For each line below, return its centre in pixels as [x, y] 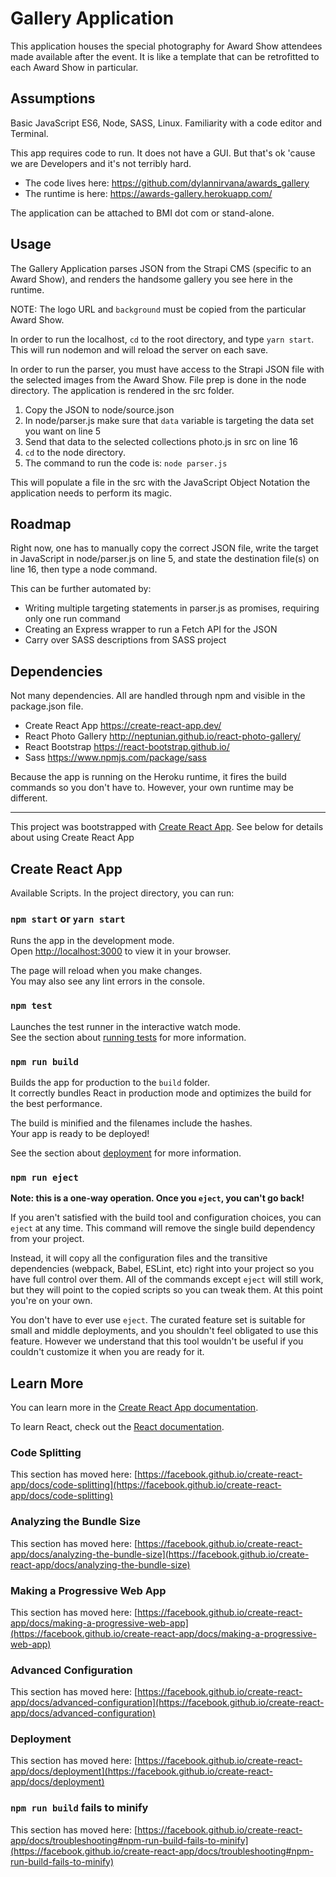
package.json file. [47, 706]
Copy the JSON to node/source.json [99, 409]
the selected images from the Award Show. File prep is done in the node [158, 379]
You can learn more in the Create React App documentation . [134, 1407]
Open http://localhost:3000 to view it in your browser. [121, 951]
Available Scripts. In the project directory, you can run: [122, 893]
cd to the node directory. [75, 452]
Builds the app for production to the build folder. [110, 1082]
